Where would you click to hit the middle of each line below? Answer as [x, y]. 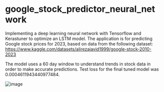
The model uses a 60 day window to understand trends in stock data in [78, 64]
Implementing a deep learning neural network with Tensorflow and [73, 33]
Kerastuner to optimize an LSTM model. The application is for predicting [79, 39]
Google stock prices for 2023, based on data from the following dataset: [79, 44]
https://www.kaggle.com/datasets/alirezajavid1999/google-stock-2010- [78, 49]
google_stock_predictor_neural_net [80, 9]
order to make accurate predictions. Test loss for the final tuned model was [82, 69]
